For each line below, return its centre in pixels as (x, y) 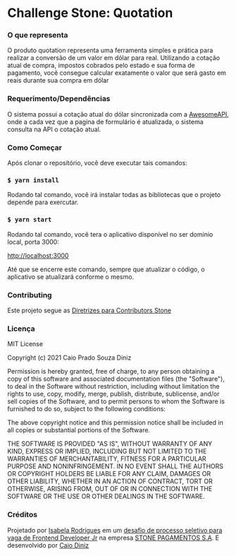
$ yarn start (30, 220)
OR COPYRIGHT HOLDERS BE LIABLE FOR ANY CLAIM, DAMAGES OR (109, 474)
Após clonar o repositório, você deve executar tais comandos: (98, 163)
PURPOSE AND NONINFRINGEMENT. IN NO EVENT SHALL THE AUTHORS (116, 466)
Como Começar (35, 148)
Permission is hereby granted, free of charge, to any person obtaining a (111, 372)
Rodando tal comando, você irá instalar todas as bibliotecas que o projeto (114, 195)
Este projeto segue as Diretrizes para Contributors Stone (89, 310)
